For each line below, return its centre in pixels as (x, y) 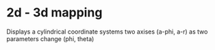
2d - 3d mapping (54, 13)
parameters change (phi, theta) (50, 38)
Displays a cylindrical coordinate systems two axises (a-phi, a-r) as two (107, 32)
